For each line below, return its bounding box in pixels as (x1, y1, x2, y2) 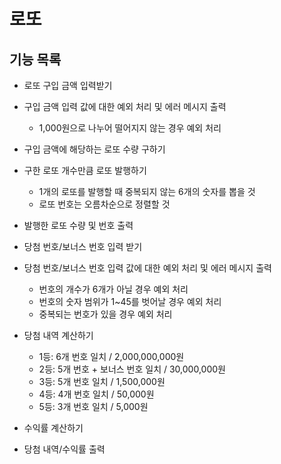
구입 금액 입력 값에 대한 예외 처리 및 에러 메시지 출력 (23, 101, 227, 112)
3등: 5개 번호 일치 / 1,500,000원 (38, 376, 166, 387)
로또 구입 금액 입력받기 (23, 80, 113, 91)
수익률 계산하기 (23, 422, 84, 434)
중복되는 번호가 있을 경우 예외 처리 (38, 308, 173, 320)
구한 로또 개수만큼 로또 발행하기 (23, 165, 147, 176)
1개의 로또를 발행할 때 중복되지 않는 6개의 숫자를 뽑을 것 (38, 186, 256, 197)
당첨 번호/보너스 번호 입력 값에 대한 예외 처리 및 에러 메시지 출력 (23, 262, 272, 274)
